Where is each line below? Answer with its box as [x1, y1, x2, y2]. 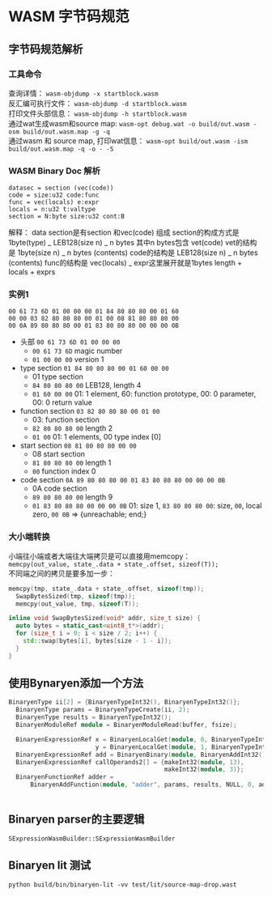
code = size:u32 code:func [8, 191, 100, 199]
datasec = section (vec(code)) [8, 184, 114, 193]
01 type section [32, 372, 83, 381]
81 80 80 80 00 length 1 [32, 458, 112, 468]
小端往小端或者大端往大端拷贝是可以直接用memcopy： [8, 551, 191, 561]
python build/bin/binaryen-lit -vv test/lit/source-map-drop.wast [8, 880, 237, 889]
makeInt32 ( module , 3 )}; [164, 766, 244, 774]
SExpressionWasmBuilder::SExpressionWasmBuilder [8, 835, 176, 843]
